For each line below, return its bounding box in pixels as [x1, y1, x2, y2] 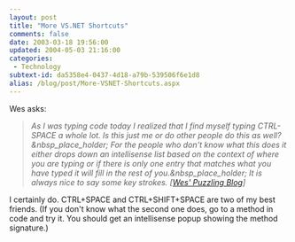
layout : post [9, 12, 58, 22]
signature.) [9, 222, 49, 233]
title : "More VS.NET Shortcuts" [9, 21, 128, 30]
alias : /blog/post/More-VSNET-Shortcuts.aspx [9, 79, 180, 88]
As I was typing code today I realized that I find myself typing [30, 121, 256, 131]
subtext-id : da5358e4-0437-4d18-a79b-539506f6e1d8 [9, 71, 200, 80]
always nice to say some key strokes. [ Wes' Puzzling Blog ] [30, 176, 246, 187]
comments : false [9, 29, 69, 38]
